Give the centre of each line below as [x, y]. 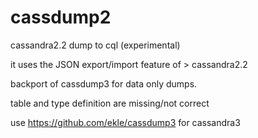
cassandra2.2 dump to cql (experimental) [95, 45]
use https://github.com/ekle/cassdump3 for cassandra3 [125, 122]
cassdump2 [61, 17]
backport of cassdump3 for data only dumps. [104, 83]
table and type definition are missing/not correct [110, 103]
